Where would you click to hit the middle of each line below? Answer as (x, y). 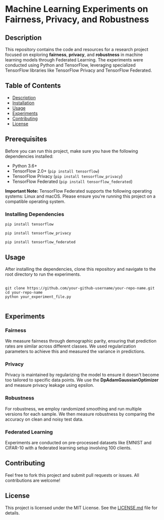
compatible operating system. (35, 201)
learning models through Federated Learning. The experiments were (74, 60)
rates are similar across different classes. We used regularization (70, 346)
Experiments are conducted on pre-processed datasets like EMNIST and (78, 442)
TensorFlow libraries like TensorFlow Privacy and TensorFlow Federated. (79, 70)
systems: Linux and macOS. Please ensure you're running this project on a (80, 196)
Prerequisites (26, 139)
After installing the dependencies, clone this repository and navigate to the (81, 269)
